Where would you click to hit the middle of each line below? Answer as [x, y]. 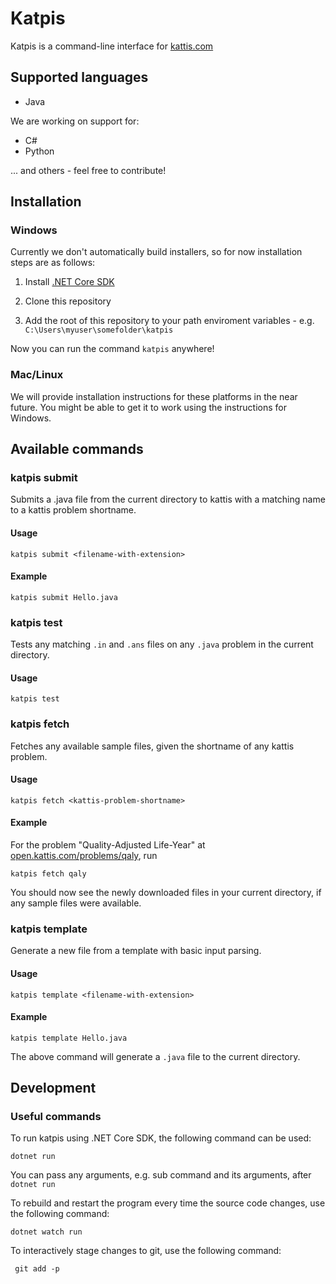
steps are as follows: [53, 263]
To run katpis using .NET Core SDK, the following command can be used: [161, 1138]
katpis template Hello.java [69, 1038]
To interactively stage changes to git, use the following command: [146, 1251]
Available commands [77, 449]
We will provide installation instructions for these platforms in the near [154, 396]
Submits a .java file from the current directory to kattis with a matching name [168, 499]
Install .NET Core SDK [69, 282]
